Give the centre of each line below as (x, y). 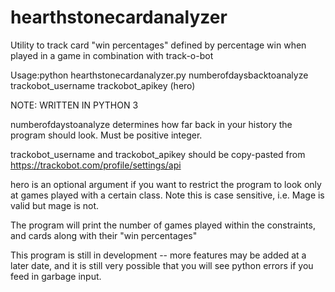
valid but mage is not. (55, 205)
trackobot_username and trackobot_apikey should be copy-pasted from (158, 154)
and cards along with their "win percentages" (104, 235)
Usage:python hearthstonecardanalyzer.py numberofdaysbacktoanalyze (159, 75)
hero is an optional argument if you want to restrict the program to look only (166, 184)
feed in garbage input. (56, 276)
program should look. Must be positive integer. (106, 135)
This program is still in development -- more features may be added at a (158, 255)
